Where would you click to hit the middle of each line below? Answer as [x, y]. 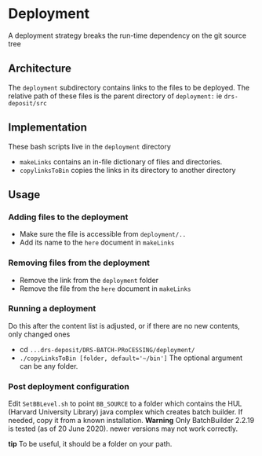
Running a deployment [52, 309]
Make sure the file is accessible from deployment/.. [103, 234]
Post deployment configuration [69, 386]
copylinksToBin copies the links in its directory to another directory [127, 170]
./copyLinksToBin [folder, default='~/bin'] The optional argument [131, 358]
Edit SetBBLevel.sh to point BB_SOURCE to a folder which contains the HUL [125, 404]
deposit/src [27, 103]
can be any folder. [49, 366]
